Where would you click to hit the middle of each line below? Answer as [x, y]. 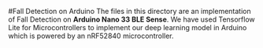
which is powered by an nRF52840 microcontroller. [91, 36]
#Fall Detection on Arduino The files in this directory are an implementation [130, 11]
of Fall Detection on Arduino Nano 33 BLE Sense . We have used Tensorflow [132, 19]
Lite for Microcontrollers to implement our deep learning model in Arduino [128, 27]
